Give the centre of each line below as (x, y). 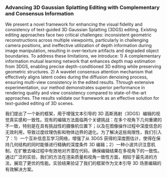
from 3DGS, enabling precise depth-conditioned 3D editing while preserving (83, 66)
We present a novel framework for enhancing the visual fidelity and (74, 24)
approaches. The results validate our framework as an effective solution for (82, 98)
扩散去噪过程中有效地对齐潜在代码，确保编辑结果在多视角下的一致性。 (90, 151)
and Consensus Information (40, 13)
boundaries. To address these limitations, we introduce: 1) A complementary (83, 56)
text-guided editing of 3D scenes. (40, 104)
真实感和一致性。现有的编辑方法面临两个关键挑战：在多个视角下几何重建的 (85, 120)
